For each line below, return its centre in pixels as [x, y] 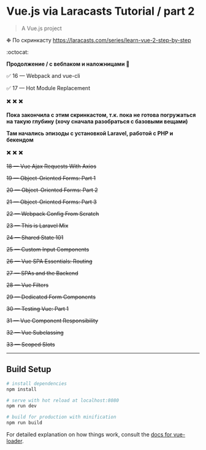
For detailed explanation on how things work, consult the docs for [89, 434]
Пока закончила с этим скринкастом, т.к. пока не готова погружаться [101, 115]
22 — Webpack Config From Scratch [53, 213]
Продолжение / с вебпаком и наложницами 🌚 [68, 64]
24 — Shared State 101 [35, 237]
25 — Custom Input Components [48, 249]
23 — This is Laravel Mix [37, 226]
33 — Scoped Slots [31, 344]
